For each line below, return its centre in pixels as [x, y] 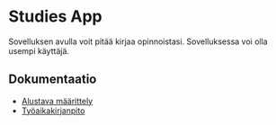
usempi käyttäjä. [39, 50]
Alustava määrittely [57, 101]
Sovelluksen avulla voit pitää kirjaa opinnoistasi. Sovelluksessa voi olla [138, 41]
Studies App [55, 17]
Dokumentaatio [53, 80]
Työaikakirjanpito [53, 111]
